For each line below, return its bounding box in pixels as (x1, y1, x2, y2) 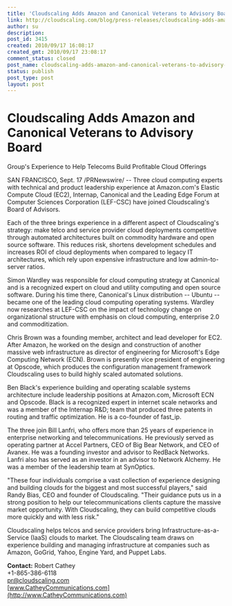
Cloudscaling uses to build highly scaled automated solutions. (7, 370, 183, 378)
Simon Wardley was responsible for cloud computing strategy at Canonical (7, 276, 220, 284)
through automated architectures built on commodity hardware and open (7, 233, 215, 242)
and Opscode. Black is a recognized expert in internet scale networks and (7, 398, 217, 407)
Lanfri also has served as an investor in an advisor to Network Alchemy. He (7, 456, 221, 464)
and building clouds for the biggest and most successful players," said (7, 484, 207, 492)
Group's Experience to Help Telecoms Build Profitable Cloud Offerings (7, 163, 207, 171)
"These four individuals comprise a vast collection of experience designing (7, 476, 220, 485)
